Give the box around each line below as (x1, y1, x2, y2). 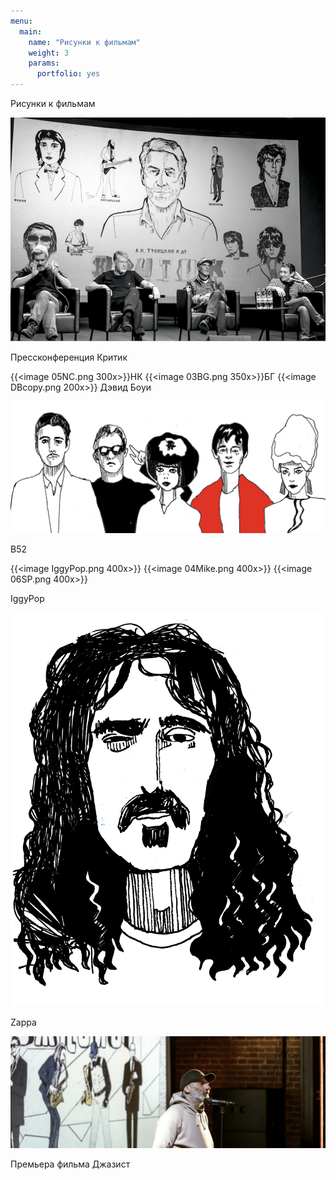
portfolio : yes (36, 69, 101, 79)
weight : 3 (28, 48, 70, 58)
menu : (10, 16, 33, 26)
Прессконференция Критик (10, 351, 128, 363)
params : (28, 58, 60, 69)
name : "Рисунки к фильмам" (28, 37, 141, 47)
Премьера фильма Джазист (10, 1158, 131, 1170)
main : (19, 26, 43, 37)
